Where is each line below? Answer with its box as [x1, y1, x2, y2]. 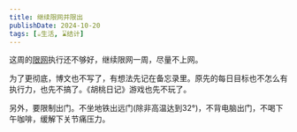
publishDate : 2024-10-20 [9, 21, 101, 30]
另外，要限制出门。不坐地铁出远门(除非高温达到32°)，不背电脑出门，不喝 [9, 103, 276, 114]
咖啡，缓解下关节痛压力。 [16, 114, 110, 124]
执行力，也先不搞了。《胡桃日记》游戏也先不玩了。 [9, 84, 192, 95]
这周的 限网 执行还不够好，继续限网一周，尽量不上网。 [9, 55, 203, 65]
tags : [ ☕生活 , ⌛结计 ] [9, 29, 85, 38]
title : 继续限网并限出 [9, 12, 84, 22]
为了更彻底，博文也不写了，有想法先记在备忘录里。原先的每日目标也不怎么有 [9, 73, 288, 84]
